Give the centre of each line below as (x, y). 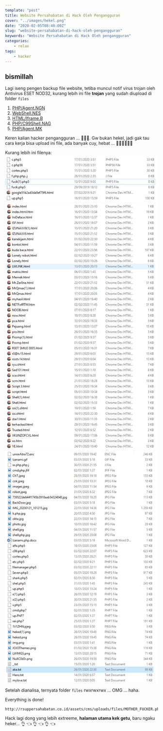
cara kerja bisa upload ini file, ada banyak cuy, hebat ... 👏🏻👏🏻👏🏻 (69, 143)
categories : (17, 41)
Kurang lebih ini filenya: (28, 153)
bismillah (19, 76)
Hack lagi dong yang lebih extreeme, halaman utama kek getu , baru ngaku (80, 718)
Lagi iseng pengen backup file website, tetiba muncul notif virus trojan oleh (80, 88)
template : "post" (23, 10)
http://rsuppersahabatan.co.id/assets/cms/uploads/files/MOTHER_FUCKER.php (83, 709)
